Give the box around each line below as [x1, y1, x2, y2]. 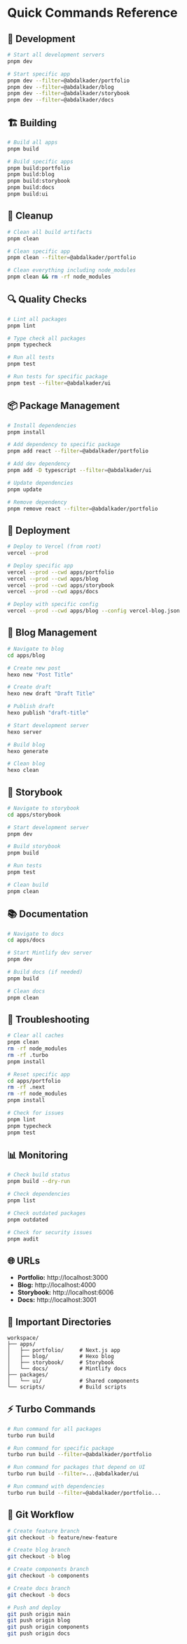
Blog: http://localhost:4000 [17, 1280, 97, 1290]
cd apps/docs [7, 937, 46, 944]
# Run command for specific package [7, 1444, 114, 1451]
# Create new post [7, 664, 61, 672]
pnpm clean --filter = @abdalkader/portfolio [7, 254, 137, 261]
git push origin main [7, 1610, 71, 1617]
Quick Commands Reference [7, 5, 178, 21]
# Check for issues [7, 1110, 64, 1117]
